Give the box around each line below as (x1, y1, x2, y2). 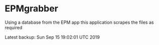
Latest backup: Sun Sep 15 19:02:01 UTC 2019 (5, 34, 100, 40)
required (5, 24, 23, 30)
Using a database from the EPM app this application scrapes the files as (5, 19, 154, 25)
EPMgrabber (5, 3, 58, 14)
